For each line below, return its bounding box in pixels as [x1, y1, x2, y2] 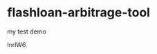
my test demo [7, 27, 46, 36]
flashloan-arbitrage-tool [7, 5, 151, 21]
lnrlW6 [7, 40, 26, 49]
